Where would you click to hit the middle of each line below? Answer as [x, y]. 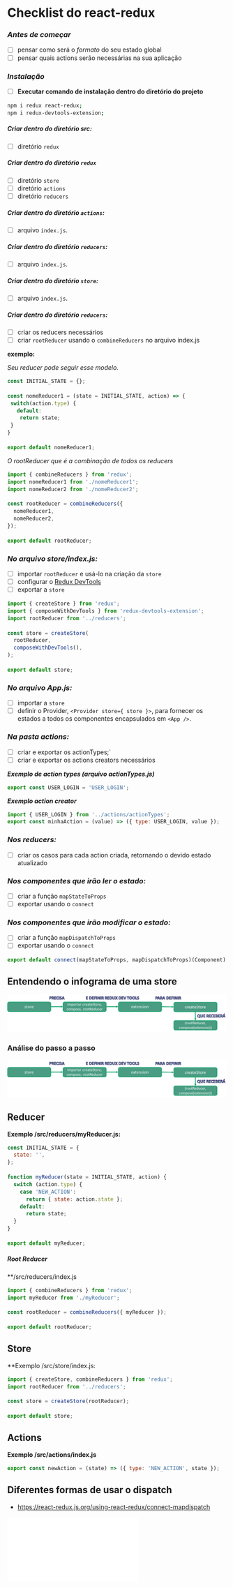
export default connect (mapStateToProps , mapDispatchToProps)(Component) [117, 960]
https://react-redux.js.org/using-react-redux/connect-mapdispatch [114, 1507]
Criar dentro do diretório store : [53, 280]
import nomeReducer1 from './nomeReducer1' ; [73, 482]
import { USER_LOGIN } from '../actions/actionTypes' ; [89, 814]
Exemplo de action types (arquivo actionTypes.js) [81, 774]
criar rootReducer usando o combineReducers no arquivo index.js [108, 340]
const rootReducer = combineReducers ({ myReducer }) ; [87, 1312]
